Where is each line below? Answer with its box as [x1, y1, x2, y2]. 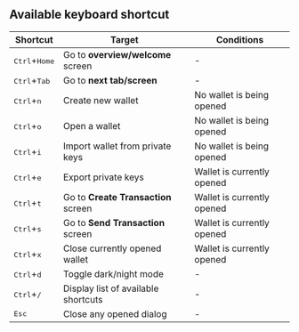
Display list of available [63, 282, 159, 295]
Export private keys [63, 171, 144, 183]
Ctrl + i [13, 145, 42, 158]
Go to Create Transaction [63, 190, 172, 203]
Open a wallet [63, 119, 121, 132]
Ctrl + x [13, 247, 42, 260]
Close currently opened [63, 242, 162, 255]
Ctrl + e [13, 171, 42, 183]
